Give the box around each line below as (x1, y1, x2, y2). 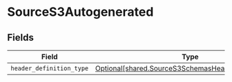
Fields (7, 32, 35, 43)
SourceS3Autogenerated (7, 4, 154, 20)
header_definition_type (10, 65, 89, 72)
